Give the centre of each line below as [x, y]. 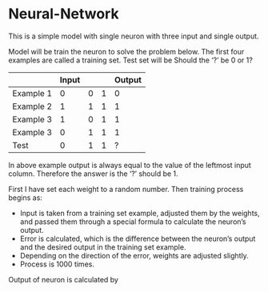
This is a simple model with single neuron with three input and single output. [134, 36]
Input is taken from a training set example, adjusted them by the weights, [140, 213]
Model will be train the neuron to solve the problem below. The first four [126, 51]
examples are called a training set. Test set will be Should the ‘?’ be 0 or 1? [131, 60]
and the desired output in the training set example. [103, 247]
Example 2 [32, 106]
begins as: [25, 198]
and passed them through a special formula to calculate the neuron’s [133, 222]
